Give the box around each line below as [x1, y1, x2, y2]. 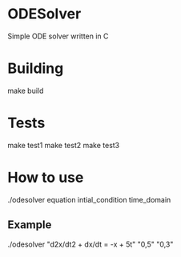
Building [7, 59, 64, 78]
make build [7, 86, 44, 95]
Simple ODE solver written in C [7, 31, 109, 41]
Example [7, 218, 52, 232]
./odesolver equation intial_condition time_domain [7, 195, 171, 204]
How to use [7, 169, 84, 187]
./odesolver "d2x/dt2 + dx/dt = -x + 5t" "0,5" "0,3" [7, 239, 174, 249]
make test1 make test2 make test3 [7, 140, 120, 150]
